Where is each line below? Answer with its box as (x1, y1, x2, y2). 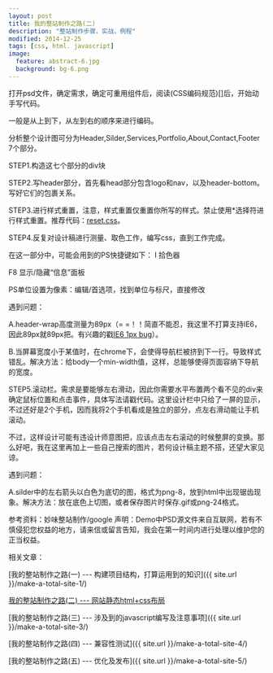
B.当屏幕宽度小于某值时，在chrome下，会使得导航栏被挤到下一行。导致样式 (8, 347, 262, 356)
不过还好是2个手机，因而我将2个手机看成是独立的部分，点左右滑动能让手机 (8, 404, 260, 414)
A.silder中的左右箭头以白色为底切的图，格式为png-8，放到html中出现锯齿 (8, 487, 254, 496)
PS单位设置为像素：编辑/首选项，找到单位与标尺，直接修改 (8, 284, 206, 294)
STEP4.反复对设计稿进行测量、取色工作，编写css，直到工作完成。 (8, 233, 230, 243)
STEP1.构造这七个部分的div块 (8, 160, 106, 170)
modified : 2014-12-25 (8, 34, 82, 43)
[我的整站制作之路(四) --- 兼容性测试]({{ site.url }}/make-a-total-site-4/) (8, 638, 248, 648)
